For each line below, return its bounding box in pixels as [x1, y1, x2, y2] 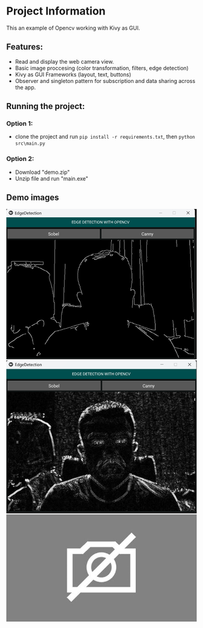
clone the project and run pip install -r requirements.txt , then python [14, 133, 195, 140]
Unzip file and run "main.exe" [14, 174, 89, 182]
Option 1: [6, 119, 33, 128]
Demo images [6, 193, 59, 203]
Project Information [6, 4, 106, 18]
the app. [14, 84, 36, 91]
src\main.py [14, 140, 45, 147]
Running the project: [6, 101, 85, 111]
